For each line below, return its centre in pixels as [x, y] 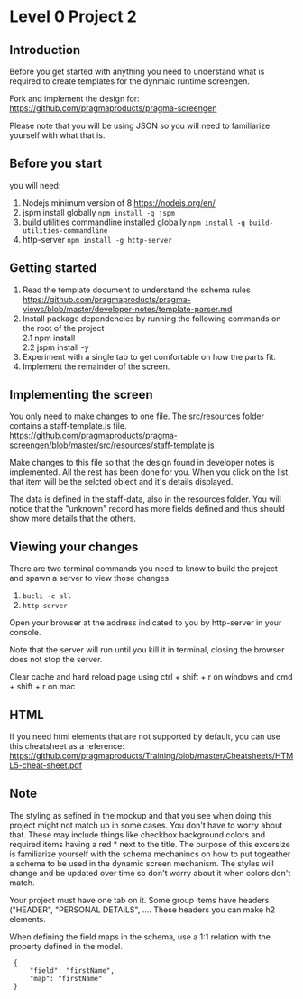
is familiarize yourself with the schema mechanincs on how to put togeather [150, 854]
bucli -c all [47, 597]
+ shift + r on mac [42, 687]
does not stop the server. [56, 660]
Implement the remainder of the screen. [96, 366]
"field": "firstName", [72, 971]
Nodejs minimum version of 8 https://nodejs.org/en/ [119, 203]
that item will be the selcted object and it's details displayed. [121, 482]
